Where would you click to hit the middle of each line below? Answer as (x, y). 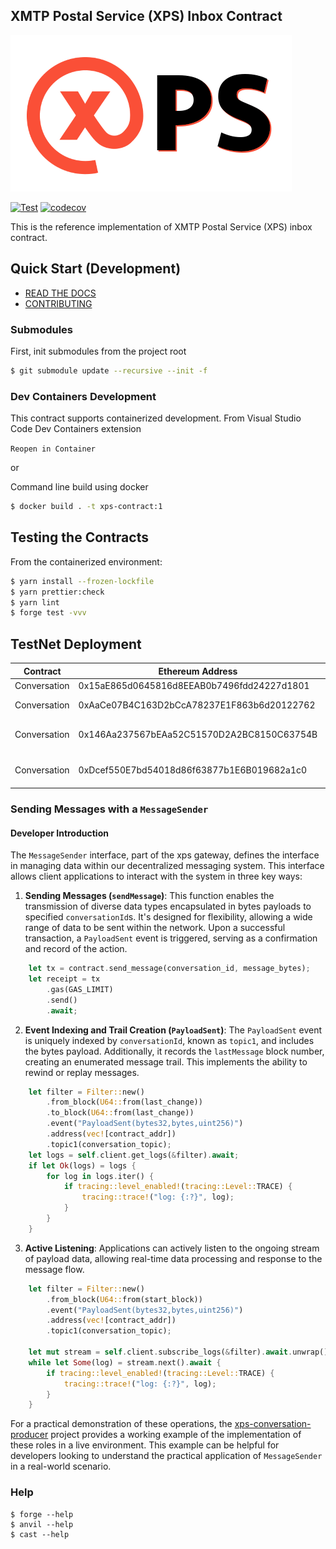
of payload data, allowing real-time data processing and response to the (173, 1258)
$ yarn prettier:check (57, 592)
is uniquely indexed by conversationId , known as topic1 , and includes (169, 1040)
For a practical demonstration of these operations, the (121, 1424)
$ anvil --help (42, 1524)
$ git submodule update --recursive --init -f (109, 370)
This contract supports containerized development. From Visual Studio (156, 418)
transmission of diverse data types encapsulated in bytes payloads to (168, 906)
